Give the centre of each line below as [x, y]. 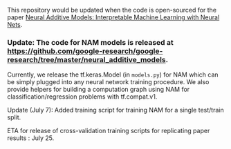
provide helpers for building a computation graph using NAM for [99, 90]
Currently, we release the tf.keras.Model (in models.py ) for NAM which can [113, 74]
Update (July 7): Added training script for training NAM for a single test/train [115, 110]
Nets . [15, 24]
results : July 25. [31, 138]
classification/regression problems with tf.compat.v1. [82, 97]
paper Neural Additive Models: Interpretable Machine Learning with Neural [113, 17]
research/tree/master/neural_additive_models [86, 59]
